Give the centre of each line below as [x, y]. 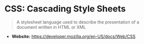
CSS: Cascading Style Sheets [65, 9]
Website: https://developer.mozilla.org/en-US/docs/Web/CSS [73, 36]
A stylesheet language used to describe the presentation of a [78, 22]
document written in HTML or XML [51, 27]
